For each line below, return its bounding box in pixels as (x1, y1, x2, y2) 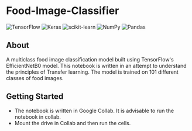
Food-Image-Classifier (6, 4, 119, 18)
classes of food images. (6, 74, 64, 81)
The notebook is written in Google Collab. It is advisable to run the (14, 107, 174, 114)
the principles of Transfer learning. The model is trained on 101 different (6, 68, 179, 75)
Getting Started (6, 92, 64, 102)
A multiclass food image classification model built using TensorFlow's (6, 56, 174, 63)
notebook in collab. (14, 113, 61, 120)
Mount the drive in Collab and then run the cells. (14, 119, 131, 126)
